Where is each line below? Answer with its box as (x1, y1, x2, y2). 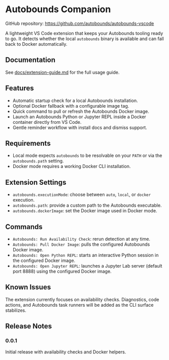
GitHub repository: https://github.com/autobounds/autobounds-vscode (5, 20, 154, 26)
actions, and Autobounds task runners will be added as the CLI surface (5, 302, 154, 308)
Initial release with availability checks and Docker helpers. (5, 349, 126, 355)
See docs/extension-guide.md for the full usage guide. (5, 69, 120, 75)
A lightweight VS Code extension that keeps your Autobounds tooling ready (5, 30, 163, 36)
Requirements (5, 139, 51, 148)
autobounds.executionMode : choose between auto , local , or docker (12, 191, 151, 198)
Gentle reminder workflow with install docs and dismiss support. (12, 124, 147, 130)
